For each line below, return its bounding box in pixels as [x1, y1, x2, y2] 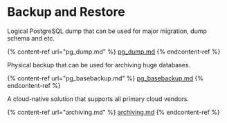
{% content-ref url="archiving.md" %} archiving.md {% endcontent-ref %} [7, 108, 220, 116]
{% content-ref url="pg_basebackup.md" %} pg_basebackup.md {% [7, 74, 204, 82]
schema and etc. [7, 34, 55, 42]
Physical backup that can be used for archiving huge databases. [7, 60, 191, 69]
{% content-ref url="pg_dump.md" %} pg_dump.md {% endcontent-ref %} [7, 47, 221, 56]
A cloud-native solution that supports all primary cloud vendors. [7, 94, 189, 103]
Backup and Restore [7, 4, 126, 20]
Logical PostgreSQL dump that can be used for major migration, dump [7, 27, 208, 35]
